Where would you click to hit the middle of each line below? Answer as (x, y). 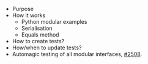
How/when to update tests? (47, 48)
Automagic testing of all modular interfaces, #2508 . (77, 54)
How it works (29, 15)
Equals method (40, 35)
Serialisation (37, 28)
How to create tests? (38, 41)
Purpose (23, 9)
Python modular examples (54, 22)
